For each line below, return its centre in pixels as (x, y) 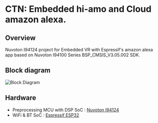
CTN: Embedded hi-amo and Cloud (79, 9)
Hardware (21, 98)
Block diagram (28, 70)
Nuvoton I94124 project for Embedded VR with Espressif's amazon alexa (79, 50)
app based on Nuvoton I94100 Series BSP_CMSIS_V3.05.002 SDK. (73, 55)
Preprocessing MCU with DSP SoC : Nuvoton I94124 (66, 110)
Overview (21, 38)
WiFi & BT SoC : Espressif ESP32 (46, 115)
